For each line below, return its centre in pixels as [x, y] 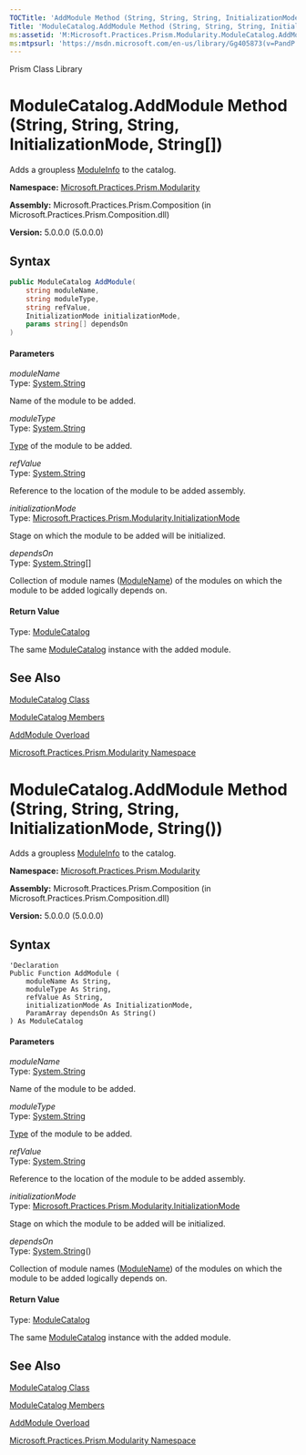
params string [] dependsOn [77, 324]
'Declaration [34, 966]
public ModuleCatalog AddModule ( [73, 282]
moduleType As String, [69, 990]
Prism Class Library [46, 69]
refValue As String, [65, 998]
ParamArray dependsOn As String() [91, 1013]
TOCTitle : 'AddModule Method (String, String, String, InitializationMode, [156, 18]
